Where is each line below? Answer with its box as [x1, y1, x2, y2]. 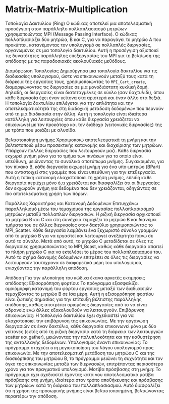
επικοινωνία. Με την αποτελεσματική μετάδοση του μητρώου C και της [5, 350, 155, 356]
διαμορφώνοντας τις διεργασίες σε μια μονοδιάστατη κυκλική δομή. [5, 84, 149, 90]
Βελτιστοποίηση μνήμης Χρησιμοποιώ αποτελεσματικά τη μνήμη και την [5, 137, 156, 143]
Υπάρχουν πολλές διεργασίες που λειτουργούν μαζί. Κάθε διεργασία [5, 147, 151, 153]
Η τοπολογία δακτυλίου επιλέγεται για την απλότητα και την [5, 100, 134, 106]
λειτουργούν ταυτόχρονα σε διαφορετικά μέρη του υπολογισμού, [5, 259, 143, 265]
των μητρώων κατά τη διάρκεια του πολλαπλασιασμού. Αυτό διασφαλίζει [5, 382, 160, 388]
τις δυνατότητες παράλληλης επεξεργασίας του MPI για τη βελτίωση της [5, 52, 160, 59]
